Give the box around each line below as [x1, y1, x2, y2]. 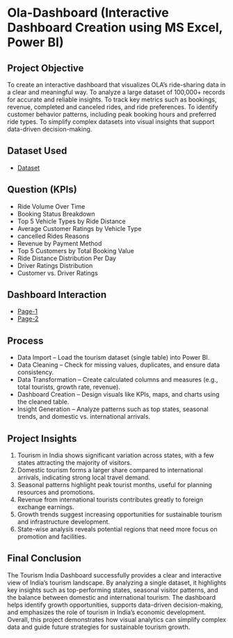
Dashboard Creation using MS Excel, [7, 19, 223, 35]
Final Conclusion [7, 552, 81, 564]
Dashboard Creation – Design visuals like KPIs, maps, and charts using [17, 390, 220, 399]
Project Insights [7, 433, 77, 445]
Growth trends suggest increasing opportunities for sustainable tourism [17, 510, 223, 519]
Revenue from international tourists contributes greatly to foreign [17, 495, 204, 504]
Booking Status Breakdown [17, 209, 95, 218]
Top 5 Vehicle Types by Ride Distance [17, 217, 127, 225]
